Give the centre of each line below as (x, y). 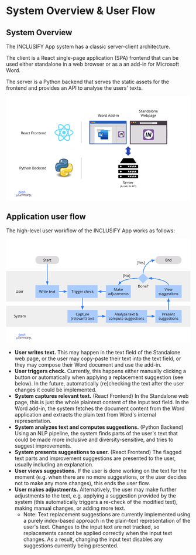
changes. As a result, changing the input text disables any (93, 539)
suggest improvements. (43, 446)
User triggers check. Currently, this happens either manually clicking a (100, 371)
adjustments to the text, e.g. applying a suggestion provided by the (95, 495)
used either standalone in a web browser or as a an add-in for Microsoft (93, 64)
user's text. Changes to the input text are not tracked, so (91, 527)
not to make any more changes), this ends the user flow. (82, 483)
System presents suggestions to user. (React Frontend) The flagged (98, 452)
